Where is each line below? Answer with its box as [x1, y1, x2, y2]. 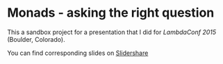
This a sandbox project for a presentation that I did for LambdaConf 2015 [7, 28, 217, 36]
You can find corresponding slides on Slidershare [7, 49, 149, 57]
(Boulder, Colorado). [7, 35, 65, 43]
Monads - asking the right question [7, 5, 215, 21]
